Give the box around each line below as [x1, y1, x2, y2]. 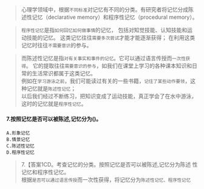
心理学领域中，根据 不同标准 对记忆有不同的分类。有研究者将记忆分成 [21, 6, 189, 13]
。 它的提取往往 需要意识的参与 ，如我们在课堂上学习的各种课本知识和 [25, 62, 192, 69]
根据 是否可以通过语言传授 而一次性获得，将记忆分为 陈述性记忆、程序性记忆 [21, 176, 191, 184]
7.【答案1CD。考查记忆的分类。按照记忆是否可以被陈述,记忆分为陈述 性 [21, 161, 198, 168]
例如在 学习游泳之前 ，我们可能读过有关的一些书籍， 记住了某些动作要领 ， [21, 77, 191, 84]
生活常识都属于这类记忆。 [32, 70, 96, 77]
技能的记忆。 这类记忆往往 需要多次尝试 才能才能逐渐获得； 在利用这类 [26, 34, 195, 41]
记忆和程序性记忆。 [21, 168, 70, 176]
